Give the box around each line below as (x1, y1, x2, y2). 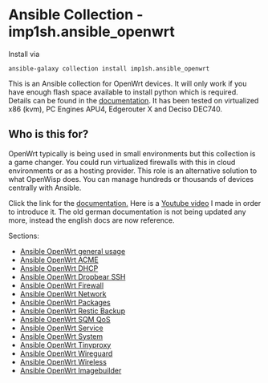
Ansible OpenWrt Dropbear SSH (19, 272, 126, 281)
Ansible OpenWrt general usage (19, 246, 126, 256)
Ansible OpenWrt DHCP (19, 263, 99, 273)
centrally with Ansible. (8, 183, 82, 192)
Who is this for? (8, 127, 89, 141)
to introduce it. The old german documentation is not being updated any (8, 207, 246, 216)
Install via (8, 49, 40, 58)
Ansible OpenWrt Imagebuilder (19, 365, 122, 375)
